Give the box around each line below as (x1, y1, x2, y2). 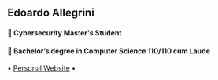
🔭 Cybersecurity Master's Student (7, 27, 122, 38)
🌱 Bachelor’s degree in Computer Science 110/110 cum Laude (7, 46, 210, 56)
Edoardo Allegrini (7, 6, 95, 20)
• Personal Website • (7, 64, 76, 73)
